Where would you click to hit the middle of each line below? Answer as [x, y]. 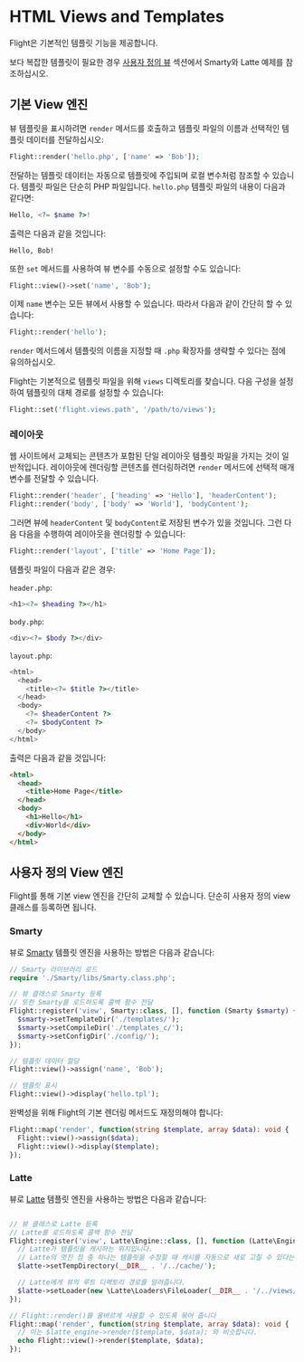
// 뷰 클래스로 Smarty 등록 [56, 994]
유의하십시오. [33, 362]
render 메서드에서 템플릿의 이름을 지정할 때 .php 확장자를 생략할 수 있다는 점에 [148, 351]
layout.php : [31, 655]
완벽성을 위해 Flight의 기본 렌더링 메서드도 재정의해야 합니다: [116, 1113]
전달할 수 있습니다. [66, 479]
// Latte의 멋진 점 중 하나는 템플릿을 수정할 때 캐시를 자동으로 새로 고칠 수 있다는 [156, 1258]
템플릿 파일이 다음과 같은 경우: [62, 570]
